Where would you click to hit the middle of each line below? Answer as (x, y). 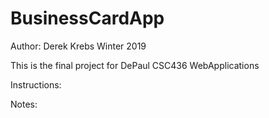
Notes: (24, 104)
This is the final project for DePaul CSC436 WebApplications (135, 65)
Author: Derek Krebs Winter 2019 (78, 46)
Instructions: (36, 84)
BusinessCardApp (87, 18)
